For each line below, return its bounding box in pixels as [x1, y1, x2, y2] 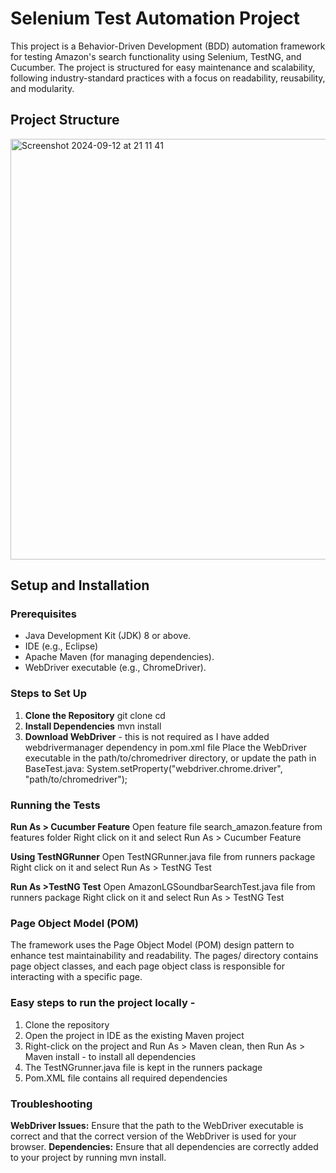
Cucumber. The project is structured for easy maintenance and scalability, [10, 61, 316, 73]
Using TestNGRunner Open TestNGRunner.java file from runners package [10, 851, 316, 863]
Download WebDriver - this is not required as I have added [24, 730, 270, 742]
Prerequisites [10, 607, 77, 621]
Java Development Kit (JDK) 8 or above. [24, 630, 192, 642]
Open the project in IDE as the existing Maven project [24, 1029, 245, 1041]
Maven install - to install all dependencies [24, 1050, 197, 1062]
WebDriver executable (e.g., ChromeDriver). [24, 662, 207, 674]
